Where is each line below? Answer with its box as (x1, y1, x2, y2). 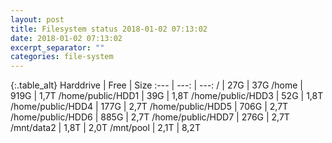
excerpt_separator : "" (10, 42, 105, 53)
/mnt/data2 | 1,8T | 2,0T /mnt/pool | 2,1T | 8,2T (10, 122, 201, 134)
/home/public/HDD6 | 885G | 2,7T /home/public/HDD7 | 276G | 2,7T (10, 111, 290, 123)
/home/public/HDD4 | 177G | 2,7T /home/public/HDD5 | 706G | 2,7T (10, 101, 289, 113)
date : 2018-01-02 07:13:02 (10, 33, 123, 43)
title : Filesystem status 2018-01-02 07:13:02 (10, 24, 208, 34)
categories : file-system (10, 52, 114, 62)
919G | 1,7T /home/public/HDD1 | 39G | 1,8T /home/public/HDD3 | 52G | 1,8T (10, 90, 324, 102)
